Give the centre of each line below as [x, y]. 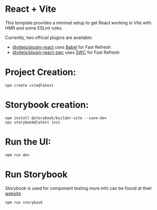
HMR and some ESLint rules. [34, 28]
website [13, 193]
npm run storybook [24, 202]
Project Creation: [41, 72]
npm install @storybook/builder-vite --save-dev [56, 118]
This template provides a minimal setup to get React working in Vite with [78, 23]
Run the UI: [28, 142]
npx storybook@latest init [33, 122]
